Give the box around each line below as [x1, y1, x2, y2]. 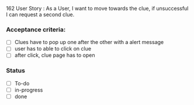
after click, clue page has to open [14, 52, 95, 59]
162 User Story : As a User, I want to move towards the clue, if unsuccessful [6, 5, 189, 12]
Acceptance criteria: [6, 26, 66, 34]
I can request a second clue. [6, 11, 75, 18]
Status [6, 67, 25, 75]
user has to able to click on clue [14, 45, 92, 52]
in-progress [14, 86, 43, 93]
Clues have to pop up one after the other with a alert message [14, 39, 164, 46]
